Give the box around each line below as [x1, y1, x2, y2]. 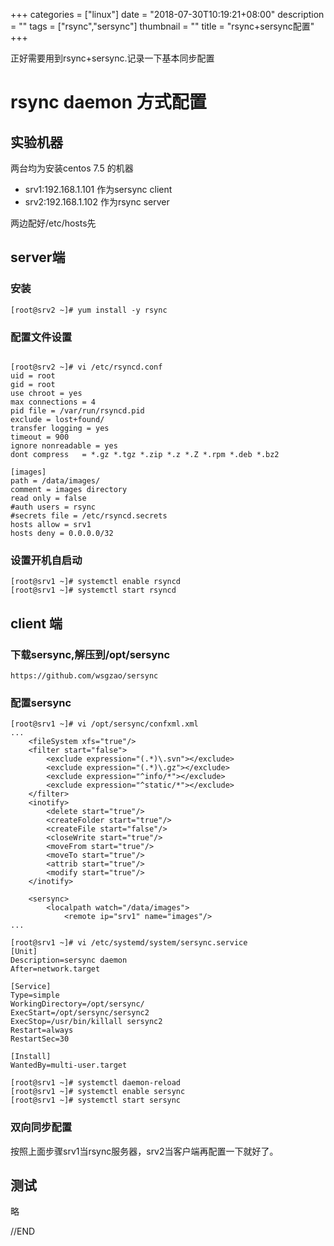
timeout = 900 [10, 432, 70, 442]
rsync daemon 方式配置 [10, 91, 207, 114]
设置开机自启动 [10, 553, 83, 567]
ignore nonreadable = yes [10, 440, 118, 451]
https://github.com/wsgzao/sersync [10, 670, 159, 681]
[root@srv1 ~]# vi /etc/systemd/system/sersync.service [10, 938, 248, 948]
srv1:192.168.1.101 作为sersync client [24, 184, 173, 195]
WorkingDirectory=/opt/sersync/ [10, 999, 145, 1009]
